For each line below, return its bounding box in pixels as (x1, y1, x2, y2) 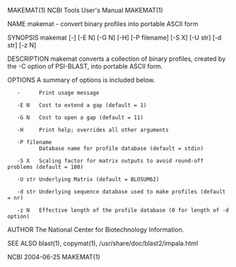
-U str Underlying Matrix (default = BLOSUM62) (16, 176, 160, 183)
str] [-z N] (7, 41, 37, 49)
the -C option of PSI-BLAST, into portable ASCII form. (7, 62, 163, 70)
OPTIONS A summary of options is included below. (7, 76, 155, 84)
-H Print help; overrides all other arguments (16, 126, 170, 133)
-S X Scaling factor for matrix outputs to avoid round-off (16, 158, 203, 165)
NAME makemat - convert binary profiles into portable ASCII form (7, 20, 199, 28)
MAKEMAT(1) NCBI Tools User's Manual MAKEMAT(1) (7, 6, 164, 14)
